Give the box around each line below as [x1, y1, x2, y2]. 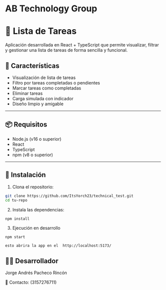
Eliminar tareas [12, 90, 43, 96]
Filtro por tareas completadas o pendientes [12, 80, 100, 85]
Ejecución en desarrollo [12, 225, 61, 231]
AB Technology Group [5, 3, 97, 14]
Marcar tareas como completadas [12, 85, 82, 91]
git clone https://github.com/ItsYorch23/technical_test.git [5, 193, 134, 198]
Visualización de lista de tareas [12, 75, 76, 81]
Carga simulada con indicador [12, 95, 74, 101]
